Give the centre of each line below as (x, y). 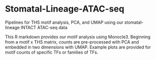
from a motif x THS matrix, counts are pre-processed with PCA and (72, 42)
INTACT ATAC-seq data (44, 27)
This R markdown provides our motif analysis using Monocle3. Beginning (78, 37)
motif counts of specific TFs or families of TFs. (52, 52)
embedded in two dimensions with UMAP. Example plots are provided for (78, 47)
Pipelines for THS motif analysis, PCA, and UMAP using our (64, 22)
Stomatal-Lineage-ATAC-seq (65, 9)
